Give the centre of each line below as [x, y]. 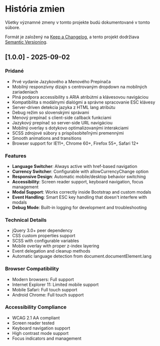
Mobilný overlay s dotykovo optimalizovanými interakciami [70, 128]
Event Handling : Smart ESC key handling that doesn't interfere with [79, 197]
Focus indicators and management [47, 338]
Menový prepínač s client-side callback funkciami [62, 118]
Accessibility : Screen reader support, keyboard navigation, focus [78, 181]
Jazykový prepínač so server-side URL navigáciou [62, 122]
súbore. [13, 27]
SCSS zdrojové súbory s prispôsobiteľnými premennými [68, 133]
